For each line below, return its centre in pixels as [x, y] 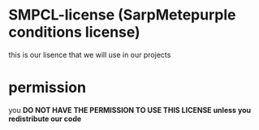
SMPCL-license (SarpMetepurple [122, 15]
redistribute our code [45, 119]
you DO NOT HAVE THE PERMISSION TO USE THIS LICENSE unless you [130, 110]
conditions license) [74, 32]
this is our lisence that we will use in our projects [90, 54]
